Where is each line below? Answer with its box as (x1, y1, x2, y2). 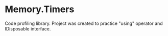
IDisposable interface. (5, 25, 51, 31)
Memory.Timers (5, 4, 75, 15)
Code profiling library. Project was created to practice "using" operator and (5, 20, 163, 26)
